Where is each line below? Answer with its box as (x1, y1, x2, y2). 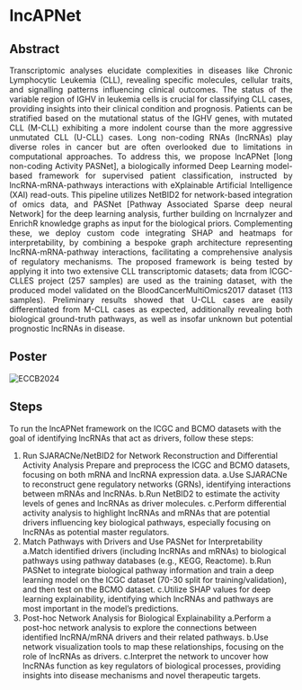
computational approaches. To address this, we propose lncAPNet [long (9, 151, 293, 162)
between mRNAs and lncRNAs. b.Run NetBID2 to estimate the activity (22, 488, 280, 499)
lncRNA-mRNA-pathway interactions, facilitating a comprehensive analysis (9, 246, 293, 257)
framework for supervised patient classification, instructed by (39, 170, 293, 181)
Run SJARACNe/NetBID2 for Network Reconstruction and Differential (22, 450, 279, 461)
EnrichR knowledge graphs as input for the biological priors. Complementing (9, 218, 293, 229)
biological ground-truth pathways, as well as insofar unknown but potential (9, 314, 293, 324)
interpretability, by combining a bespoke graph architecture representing (9, 237, 293, 247)
